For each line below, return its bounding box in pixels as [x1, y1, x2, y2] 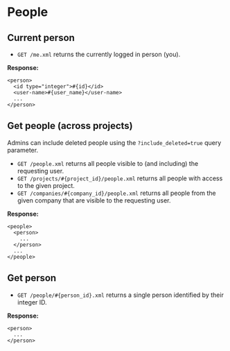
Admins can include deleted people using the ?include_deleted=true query [7, 138, 222, 146]
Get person [7, 272, 57, 284]
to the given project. [17, 181, 75, 189]
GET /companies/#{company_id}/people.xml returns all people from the [17, 189, 216, 197]
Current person [7, 32, 75, 44]
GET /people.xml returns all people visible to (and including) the [17, 159, 199, 167]
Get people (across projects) [7, 120, 133, 132]
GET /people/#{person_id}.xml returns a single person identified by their [17, 291, 224, 299]
